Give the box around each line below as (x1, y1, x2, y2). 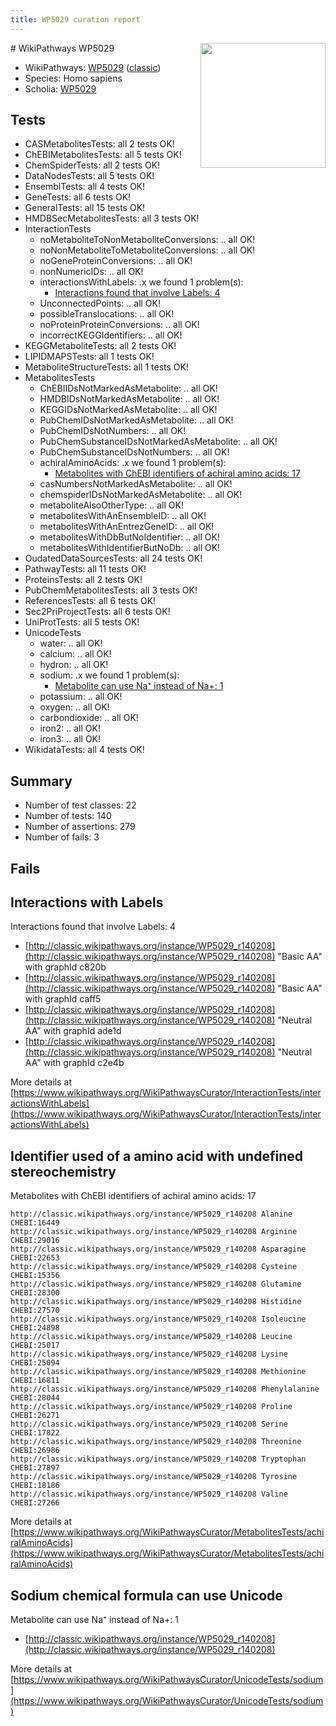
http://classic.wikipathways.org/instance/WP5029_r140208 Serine (10, 1419, 288, 1430)
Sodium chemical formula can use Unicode (10, 1587, 283, 1604)
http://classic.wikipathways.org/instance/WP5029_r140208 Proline (10, 1402, 293, 1412)
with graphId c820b (24, 961, 107, 973)
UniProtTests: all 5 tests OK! (24, 616, 140, 628)
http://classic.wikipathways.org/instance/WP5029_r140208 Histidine (10, 1297, 302, 1307)
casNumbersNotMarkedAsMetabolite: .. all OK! (39, 478, 233, 490)
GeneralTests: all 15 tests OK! (24, 202, 146, 214)
